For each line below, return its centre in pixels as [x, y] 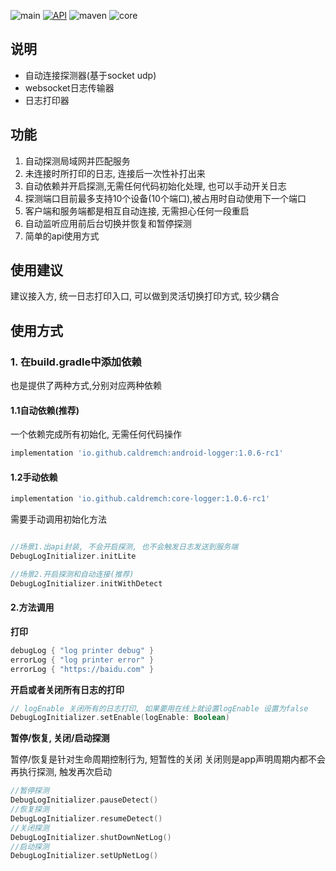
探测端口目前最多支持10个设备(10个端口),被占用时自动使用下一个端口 [165, 198]
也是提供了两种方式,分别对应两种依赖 [86, 386]
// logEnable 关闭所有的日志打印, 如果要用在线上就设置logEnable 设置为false [159, 708]
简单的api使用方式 [62, 236]
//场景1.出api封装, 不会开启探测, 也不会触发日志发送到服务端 [124, 547]
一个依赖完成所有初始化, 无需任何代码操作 [96, 434]
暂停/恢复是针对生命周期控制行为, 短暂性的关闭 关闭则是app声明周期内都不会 [168, 759]
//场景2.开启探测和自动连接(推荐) [72, 575]
